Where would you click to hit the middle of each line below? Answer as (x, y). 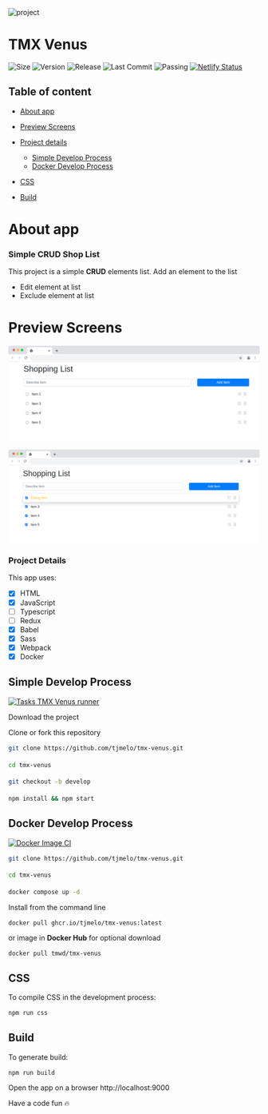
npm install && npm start (51, 799)
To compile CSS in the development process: (82, 997)
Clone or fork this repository (55, 732)
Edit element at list (50, 287)
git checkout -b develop (49, 782)
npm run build (32, 1072)
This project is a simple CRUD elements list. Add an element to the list (123, 272)
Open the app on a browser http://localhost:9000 (89, 1088)
